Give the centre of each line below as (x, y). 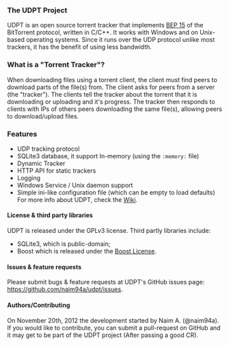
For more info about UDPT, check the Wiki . (77, 199)
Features (22, 134)
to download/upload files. (43, 116)
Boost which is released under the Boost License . (87, 251)
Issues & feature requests (44, 267)
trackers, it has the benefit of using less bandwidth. (80, 47)
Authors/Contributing (39, 305)
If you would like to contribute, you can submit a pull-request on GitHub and (114, 328)
